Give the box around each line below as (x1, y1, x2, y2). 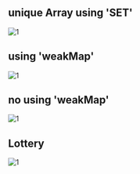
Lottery (8, 136, 45, 150)
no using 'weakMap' (8, 93, 109, 107)
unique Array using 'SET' (8, 6, 133, 20)
